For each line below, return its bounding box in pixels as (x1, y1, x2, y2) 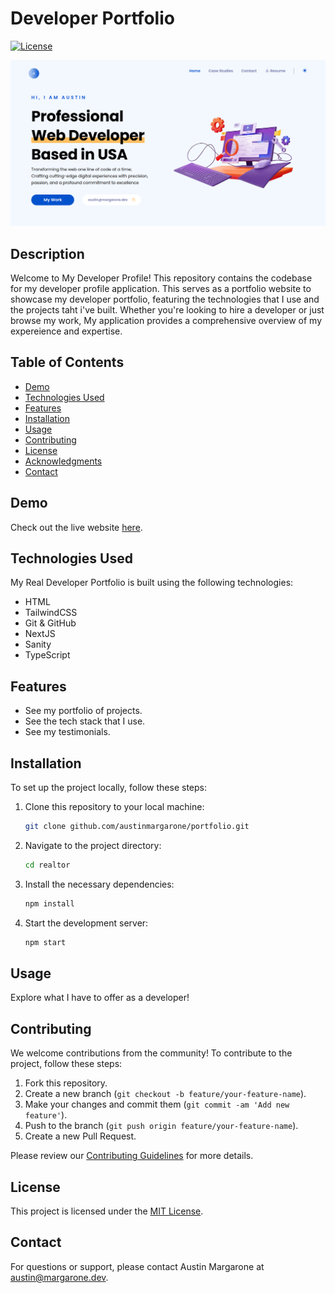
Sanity (24, 638, 52, 651)
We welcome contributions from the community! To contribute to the (10, 1047, 293, 1059)
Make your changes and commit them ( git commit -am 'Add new (24, 1098, 290, 1111)
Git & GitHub (24, 617, 77, 629)
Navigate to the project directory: (24, 839, 162, 851)
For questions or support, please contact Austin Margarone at (10, 1260, 265, 1272)
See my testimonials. (24, 726, 111, 738)
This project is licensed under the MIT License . (10, 1205, 204, 1217)
